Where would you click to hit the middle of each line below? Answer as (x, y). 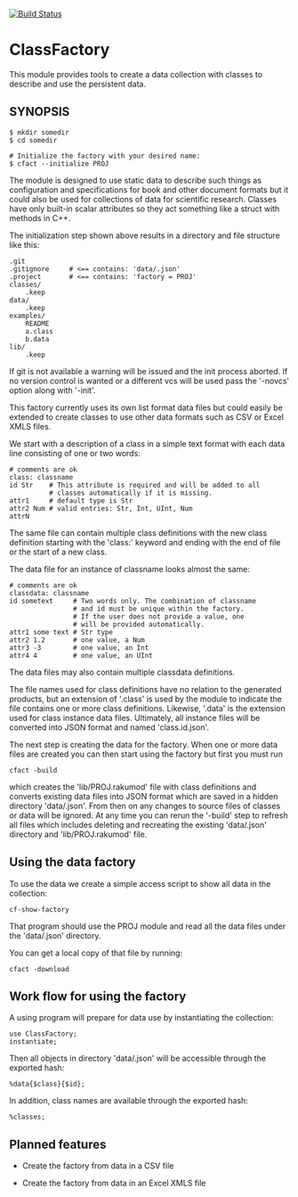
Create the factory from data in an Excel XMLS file (114, 1183)
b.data (37, 339)
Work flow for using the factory (98, 996)
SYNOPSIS (40, 112)
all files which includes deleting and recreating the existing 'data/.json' (138, 824)
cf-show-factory (39, 909)
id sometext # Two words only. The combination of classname (133, 601)
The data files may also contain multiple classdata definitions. (122, 672)
